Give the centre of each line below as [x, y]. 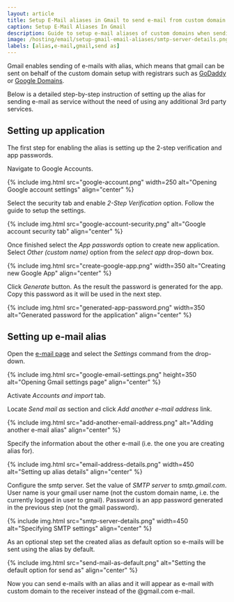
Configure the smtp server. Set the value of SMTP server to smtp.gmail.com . [117, 485]
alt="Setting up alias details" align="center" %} [75, 472]
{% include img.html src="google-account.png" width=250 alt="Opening [112, 182]
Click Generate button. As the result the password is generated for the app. [115, 286]
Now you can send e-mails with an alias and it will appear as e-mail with [111, 583]
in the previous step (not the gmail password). [73, 507]
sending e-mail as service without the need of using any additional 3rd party [117, 101]
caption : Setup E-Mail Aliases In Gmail [67, 26]
